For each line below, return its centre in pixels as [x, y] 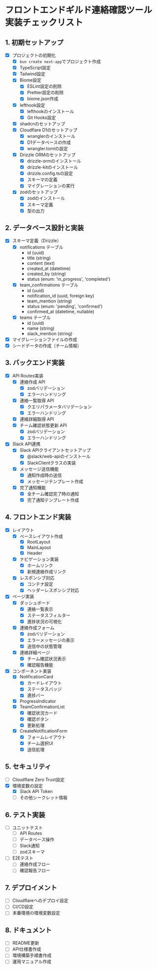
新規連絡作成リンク [47, 572]
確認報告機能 [40, 665]
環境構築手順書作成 [32, 956]
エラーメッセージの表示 [51, 640]
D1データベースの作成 [49, 142]
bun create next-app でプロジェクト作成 [60, 61]
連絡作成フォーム [37, 627]
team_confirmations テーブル [49, 285]
